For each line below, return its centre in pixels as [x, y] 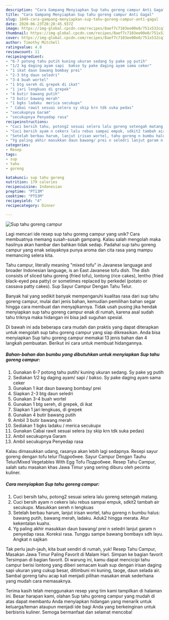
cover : [13, 38]
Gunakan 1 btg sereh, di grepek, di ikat [53, 404]
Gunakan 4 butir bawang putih [44, 415]
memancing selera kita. [30, 255]
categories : [18, 145]
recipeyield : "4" [24, 201]
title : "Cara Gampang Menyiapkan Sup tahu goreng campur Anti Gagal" [80, 15]
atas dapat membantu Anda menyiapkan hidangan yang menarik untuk [79, 601]
